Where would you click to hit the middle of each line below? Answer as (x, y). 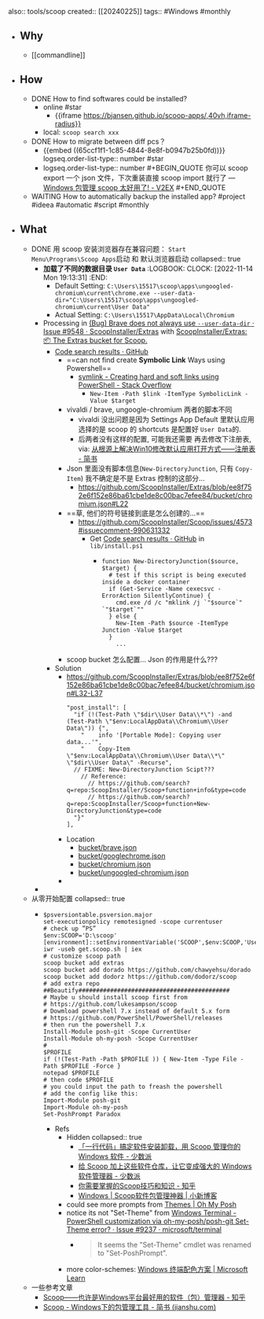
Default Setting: (80, 286)
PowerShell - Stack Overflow (125, 385)
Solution (68, 669)
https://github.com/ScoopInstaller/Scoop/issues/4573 (165, 522)
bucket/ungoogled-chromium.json (134, 873)
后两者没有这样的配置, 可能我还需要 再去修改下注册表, (165, 439)
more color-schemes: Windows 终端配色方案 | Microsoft (157, 1270)
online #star (62, 107)
